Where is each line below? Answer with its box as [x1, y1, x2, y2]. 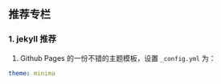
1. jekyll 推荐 [8, 34, 57, 45]
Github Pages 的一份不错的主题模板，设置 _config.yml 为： [19, 53, 216, 62]
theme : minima [8, 69, 56, 78]
